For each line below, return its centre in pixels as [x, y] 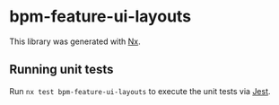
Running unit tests [61, 70]
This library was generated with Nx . [75, 41]
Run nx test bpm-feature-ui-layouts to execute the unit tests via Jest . [140, 91]
